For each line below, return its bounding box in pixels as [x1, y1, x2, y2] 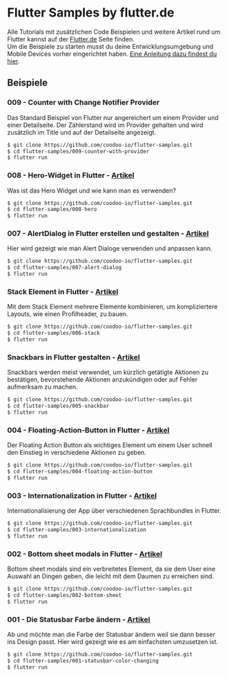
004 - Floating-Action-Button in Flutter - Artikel [7, 425, 170, 435]
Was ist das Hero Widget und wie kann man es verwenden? [7, 186, 177, 195]
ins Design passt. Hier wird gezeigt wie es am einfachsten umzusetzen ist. [7, 638, 219, 646]
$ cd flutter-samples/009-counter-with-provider [7, 148, 150, 155]
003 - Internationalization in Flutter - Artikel [7, 491, 157, 500]
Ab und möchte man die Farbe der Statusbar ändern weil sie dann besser [7, 630, 215, 638]
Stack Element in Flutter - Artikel [7, 287, 119, 297]
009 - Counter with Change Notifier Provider [7, 98, 160, 108]
